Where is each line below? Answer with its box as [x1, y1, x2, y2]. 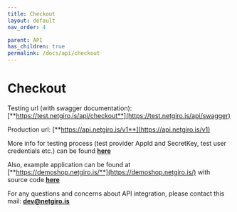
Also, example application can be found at [7, 160, 131, 169]
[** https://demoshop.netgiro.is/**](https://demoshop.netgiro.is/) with [7, 168, 211, 176]
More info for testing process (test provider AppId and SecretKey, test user [7, 139, 226, 147]
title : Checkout [7, 10, 56, 18]
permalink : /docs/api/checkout [7, 50, 100, 57]
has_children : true [7, 43, 65, 51]
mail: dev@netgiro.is [7, 196, 70, 205]
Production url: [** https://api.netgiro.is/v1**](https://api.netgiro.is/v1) [7, 125, 211, 134]
